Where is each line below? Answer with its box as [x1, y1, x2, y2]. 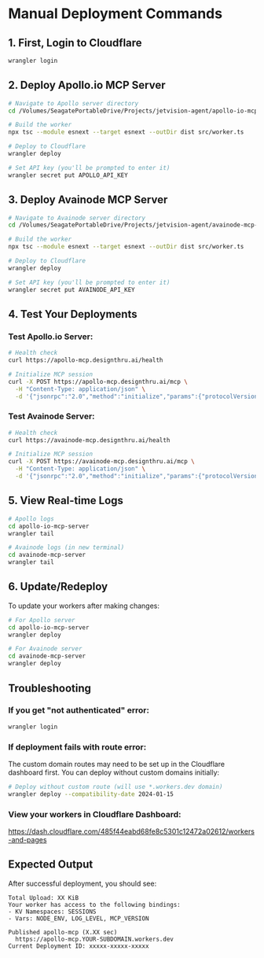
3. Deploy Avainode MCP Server [8, 193, 168, 207]
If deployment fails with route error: [8, 741, 147, 752]
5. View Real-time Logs [8, 494, 124, 507]
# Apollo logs [8, 514, 55, 523]
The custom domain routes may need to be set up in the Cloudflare [8, 759, 225, 768]
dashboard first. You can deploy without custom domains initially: [8, 768, 220, 777]
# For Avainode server [8, 645, 82, 653]
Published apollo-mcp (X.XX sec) [8, 928, 118, 936]
